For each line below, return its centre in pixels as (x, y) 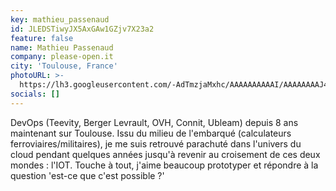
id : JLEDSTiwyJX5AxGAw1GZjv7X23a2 (82, 29)
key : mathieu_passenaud (60, 19)
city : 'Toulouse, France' (64, 66)
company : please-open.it (62, 57)
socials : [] (35, 94)
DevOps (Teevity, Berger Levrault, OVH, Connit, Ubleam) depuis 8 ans (154, 122)
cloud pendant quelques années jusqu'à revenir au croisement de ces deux (165, 154)
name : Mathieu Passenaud (62, 47)
